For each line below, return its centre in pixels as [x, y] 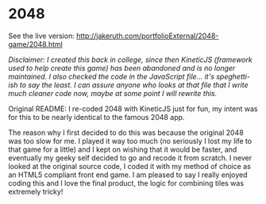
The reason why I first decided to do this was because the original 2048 [126, 133]
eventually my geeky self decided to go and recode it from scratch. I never [130, 158]
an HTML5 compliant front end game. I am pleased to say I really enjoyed [128, 175]
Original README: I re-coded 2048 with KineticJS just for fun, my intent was [133, 109]
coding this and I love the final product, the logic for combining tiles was [126, 183]
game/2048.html [36, 44]
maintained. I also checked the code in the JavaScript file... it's [112, 76]
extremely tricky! [36, 191]
